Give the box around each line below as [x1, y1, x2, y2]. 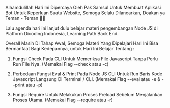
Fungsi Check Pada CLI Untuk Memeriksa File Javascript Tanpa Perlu [12, 56, 158, 62]
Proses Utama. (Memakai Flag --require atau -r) [12, 97, 113, 103]
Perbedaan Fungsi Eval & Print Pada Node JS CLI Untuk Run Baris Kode [12, 71, 163, 77]
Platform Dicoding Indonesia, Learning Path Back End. [5, 31, 119, 36]
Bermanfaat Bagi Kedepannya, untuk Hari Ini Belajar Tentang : [5, 46, 135, 51]
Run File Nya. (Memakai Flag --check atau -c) [12, 61, 109, 67]
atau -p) [25, 82, 43, 88]
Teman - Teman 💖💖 [5, 15, 46, 21]
